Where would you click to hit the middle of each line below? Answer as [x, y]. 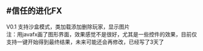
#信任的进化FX [34, 11]
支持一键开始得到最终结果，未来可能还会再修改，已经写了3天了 [85, 42]
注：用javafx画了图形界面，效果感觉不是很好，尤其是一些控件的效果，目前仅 [102, 34]
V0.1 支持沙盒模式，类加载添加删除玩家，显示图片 [68, 27]
